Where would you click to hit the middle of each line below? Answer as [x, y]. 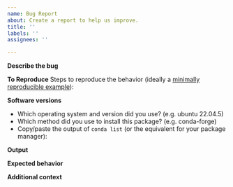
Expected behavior [35, 164]
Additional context [35, 177]
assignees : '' [28, 40]
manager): [32, 137]
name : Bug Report [32, 14]
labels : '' [23, 33]
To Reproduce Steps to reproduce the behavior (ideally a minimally [104, 79]
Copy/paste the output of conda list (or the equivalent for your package [121, 129]
